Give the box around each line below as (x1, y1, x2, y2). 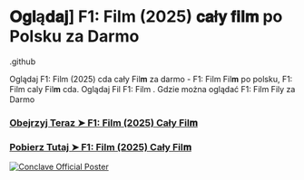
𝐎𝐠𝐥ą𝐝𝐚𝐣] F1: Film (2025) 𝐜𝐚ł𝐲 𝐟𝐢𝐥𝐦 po (9, 6, 283, 27)
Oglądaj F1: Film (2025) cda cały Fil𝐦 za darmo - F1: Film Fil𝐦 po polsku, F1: (9, 73, 293, 84)
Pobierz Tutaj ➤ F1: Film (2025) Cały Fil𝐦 (9, 140, 192, 153)
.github (9, 56, 36, 67)
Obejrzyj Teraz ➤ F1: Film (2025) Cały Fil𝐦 (9, 116, 198, 128)
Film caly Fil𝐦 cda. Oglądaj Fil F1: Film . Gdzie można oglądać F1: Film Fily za (9, 83, 296, 94)
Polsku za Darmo (9, 26, 140, 47)
